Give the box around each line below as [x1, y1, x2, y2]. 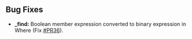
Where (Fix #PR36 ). [14, 27, 64, 34]
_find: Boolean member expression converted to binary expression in [14, 20, 187, 27]
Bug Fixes [5, 5, 43, 15]
